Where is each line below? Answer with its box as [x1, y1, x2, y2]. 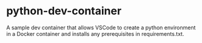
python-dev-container [6, 4, 122, 18]
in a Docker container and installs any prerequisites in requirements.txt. [6, 30, 184, 37]
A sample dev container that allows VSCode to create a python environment [6, 24, 196, 31]
